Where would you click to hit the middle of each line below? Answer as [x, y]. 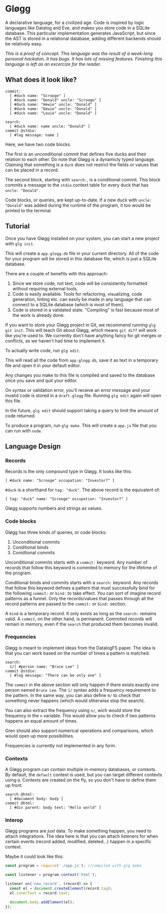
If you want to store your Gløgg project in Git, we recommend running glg [81, 325]
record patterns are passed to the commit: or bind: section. [66, 604]
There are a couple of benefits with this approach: [57, 273]
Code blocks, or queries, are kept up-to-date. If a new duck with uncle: [79, 200]
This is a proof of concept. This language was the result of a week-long [79, 53]
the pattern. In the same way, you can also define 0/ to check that [73, 695]
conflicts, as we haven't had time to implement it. [56, 341]
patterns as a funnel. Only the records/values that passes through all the [80, 598]
